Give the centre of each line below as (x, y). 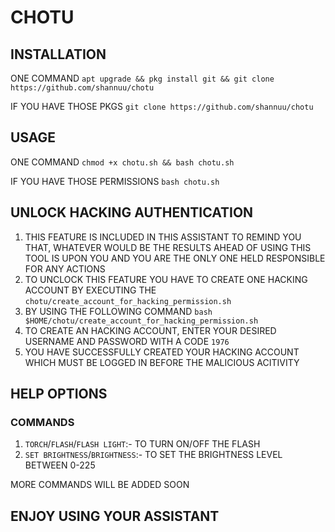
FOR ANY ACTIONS (65, 268)
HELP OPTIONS (59, 394)
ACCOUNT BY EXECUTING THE (90, 290)
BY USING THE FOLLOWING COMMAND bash (118, 311)
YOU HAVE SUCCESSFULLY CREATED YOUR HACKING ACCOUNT (162, 352)
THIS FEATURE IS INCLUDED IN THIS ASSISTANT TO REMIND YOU (163, 237)
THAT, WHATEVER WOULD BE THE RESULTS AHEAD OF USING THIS (168, 247)
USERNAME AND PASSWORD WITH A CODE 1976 (127, 341)
